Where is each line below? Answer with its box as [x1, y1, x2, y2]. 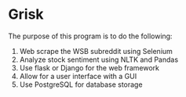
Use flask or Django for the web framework [19, 63, 159, 72]
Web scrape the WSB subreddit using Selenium [19, 46, 173, 56]
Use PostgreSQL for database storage [19, 80, 143, 89]
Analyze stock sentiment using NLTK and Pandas [19, 55, 179, 64]
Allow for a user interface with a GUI [19, 71, 137, 81]
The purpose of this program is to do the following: [8, 31, 173, 41]
